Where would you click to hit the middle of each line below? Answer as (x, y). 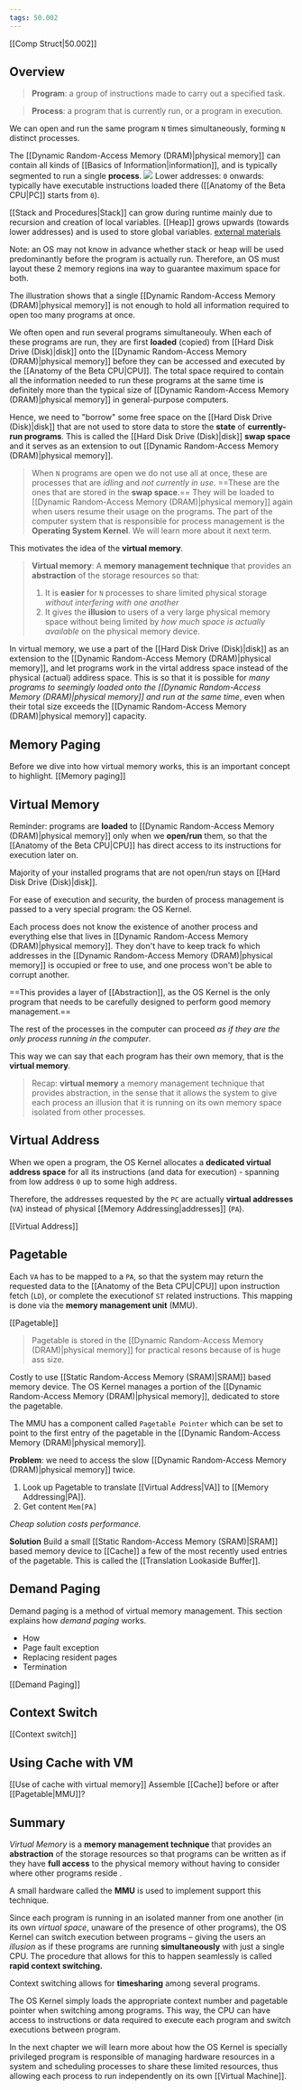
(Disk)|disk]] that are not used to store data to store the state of (128, 427)
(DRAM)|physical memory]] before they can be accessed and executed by (147, 362)
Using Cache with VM (71, 1762)
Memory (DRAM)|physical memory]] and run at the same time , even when (147, 697)
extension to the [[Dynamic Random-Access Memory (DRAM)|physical (141, 659)
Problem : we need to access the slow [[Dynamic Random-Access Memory (148, 1460)
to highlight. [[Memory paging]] (68, 776)
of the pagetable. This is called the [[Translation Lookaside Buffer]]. (135, 1560)
